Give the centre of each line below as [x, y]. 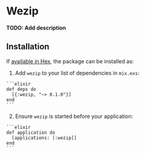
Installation [28, 47]
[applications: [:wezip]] [44, 138]
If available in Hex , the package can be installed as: [70, 61]
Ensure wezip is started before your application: [74, 116]
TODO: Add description [36, 28]
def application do [31, 133]
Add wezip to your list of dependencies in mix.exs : [77, 73]
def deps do [21, 89]
